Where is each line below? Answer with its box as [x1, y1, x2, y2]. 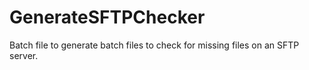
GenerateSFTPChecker [9, 6, 206, 29]
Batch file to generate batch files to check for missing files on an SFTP [9, 39, 300, 51]
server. [9, 49, 39, 61]
